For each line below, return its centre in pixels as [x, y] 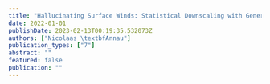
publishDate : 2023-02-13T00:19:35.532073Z [80, 30]
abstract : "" [30, 53]
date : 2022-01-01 [37, 23]
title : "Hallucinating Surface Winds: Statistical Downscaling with [125, 16]
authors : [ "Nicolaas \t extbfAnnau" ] [70, 38]
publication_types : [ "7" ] [51, 46]
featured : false [35, 61]
